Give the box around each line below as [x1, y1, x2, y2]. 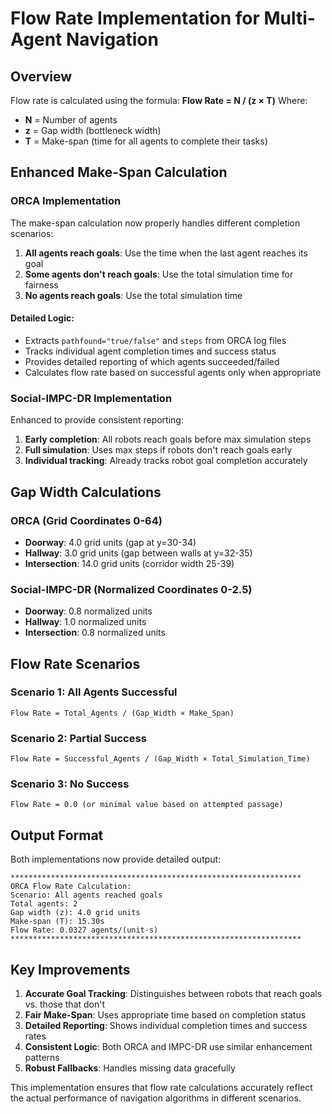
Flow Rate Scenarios [10, 655, 141, 672]
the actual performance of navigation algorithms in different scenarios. [10, 1092, 302, 1104]
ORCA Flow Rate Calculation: [10, 882, 132, 892]
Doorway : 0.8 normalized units [24, 605, 153, 617]
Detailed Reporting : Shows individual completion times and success [24, 1020, 308, 1032]
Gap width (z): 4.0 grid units [10, 908, 141, 918]
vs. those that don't [24, 998, 106, 1011]
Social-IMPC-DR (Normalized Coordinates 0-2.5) [10, 582, 253, 596]
